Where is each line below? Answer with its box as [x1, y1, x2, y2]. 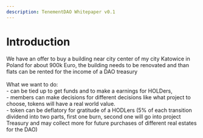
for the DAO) [6, 125, 38, 133]
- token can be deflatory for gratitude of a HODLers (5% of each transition [6, 107, 193, 114]
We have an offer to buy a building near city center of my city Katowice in [6, 55, 190, 62]
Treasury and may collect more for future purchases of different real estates [6, 119, 197, 126]
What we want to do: [6, 80, 58, 88]
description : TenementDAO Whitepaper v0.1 [6, 8, 115, 15]
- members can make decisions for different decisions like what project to [6, 93, 191, 100]
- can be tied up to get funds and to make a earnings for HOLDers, [6, 87, 173, 94]
